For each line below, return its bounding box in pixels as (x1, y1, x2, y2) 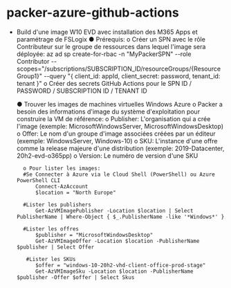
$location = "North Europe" (35, 189, 116, 196)
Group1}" (16, 71, 43, 80)
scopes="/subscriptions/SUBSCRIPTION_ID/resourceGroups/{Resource (16, 64, 221, 73)
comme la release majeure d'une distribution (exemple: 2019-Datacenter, (16, 144, 225, 152)
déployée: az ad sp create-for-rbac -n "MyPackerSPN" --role (16, 50, 192, 58)
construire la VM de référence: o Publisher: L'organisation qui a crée (16, 114, 211, 123)
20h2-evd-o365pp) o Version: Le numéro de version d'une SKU (16, 151, 198, 160)
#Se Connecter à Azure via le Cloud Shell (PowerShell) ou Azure (23, 171, 215, 178)
